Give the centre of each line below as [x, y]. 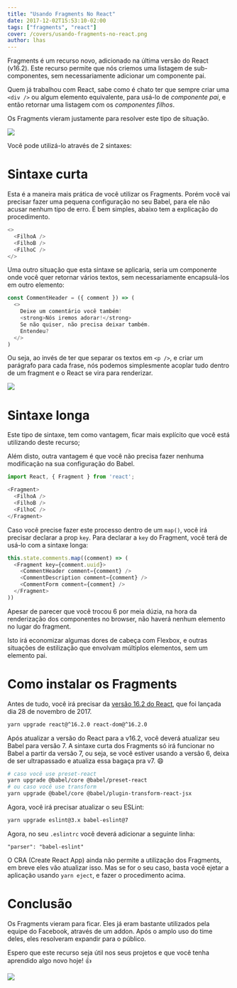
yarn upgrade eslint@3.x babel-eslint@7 [68, 820]
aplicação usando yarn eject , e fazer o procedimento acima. [97, 875]
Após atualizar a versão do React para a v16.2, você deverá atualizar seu [114, 738]
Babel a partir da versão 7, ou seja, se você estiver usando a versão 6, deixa [118, 753]
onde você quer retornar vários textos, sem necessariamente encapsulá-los [118, 278]
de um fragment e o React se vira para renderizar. [80, 373]
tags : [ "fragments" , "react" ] [52, 27]
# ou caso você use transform [52, 787]
